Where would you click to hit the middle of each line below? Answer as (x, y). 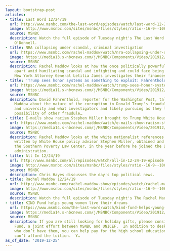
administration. (32, 151)
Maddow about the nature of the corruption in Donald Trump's (81, 104)
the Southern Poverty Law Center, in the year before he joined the (88, 147)
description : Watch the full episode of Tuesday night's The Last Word (87, 38)
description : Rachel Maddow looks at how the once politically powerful (88, 66)
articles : (16, 15)
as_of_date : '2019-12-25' (32, 240)
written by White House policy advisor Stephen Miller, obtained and (89, 142)
